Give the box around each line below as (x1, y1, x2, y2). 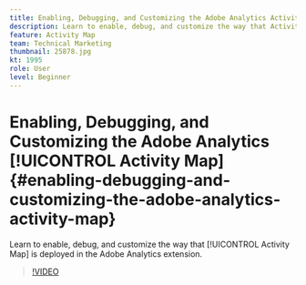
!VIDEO (31, 266, 59, 277)
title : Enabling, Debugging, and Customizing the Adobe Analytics (9, 13, 267, 23)
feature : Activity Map (9, 30, 96, 39)
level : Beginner (9, 73, 71, 82)
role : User (9, 65, 51, 74)
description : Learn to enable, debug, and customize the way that (9, 22, 267, 31)
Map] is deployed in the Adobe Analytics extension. (9, 248, 203, 260)
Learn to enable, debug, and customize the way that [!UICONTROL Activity (9, 239, 290, 249)
